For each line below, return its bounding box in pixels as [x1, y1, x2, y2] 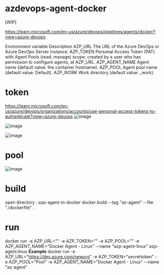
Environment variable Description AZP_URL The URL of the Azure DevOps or [5, 43, 160, 49]
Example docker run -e [28, 248, 75, 254]
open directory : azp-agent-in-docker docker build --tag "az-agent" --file [5, 199, 153, 205]
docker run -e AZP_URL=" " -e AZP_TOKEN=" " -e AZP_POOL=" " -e [5, 238, 140, 244]
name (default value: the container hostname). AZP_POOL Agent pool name [5, 64, 158, 70]
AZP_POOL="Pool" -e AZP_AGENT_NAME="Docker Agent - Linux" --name [9, 259, 160, 265]
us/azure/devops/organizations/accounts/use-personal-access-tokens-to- [5, 108, 157, 114]
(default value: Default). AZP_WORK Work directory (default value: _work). [5, 69, 155, 75]
